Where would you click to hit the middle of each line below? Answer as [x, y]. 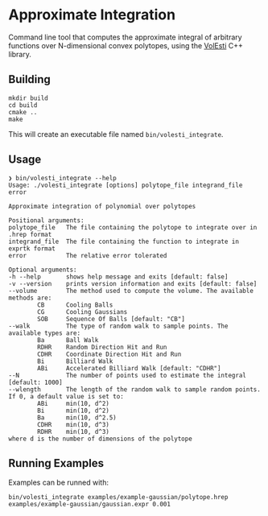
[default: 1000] [35, 382]
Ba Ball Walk [68, 340]
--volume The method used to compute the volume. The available [131, 291]
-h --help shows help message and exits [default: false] [118, 277]
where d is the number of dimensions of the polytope [101, 439]
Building [29, 79]
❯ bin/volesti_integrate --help [62, 178]
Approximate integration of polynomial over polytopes [102, 206]
